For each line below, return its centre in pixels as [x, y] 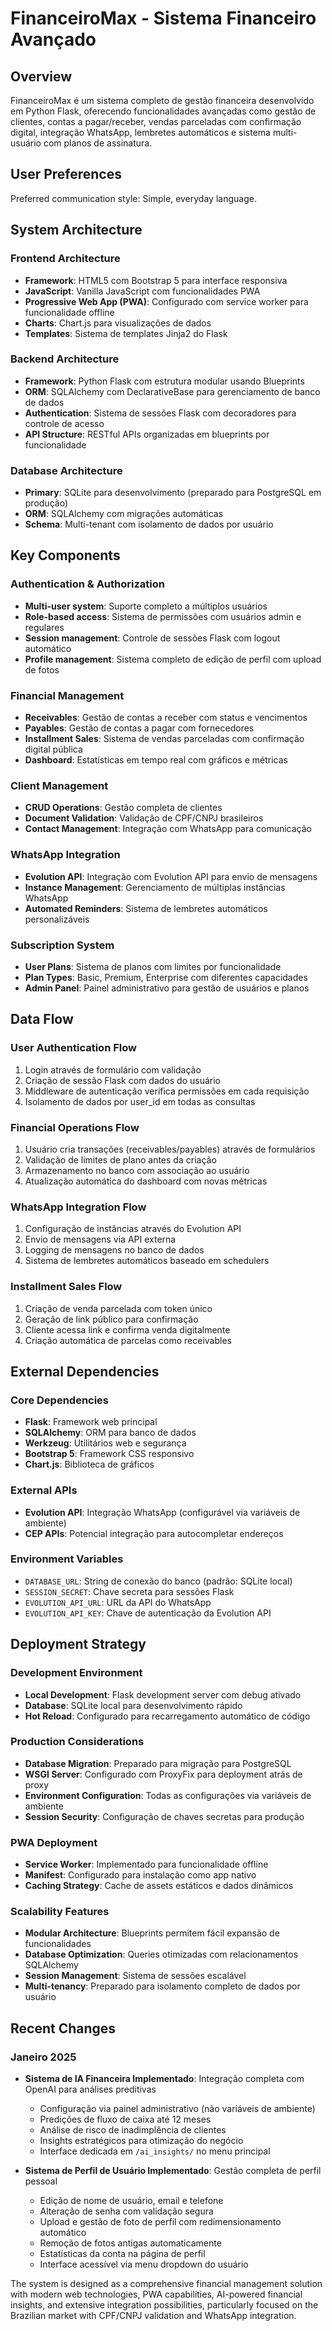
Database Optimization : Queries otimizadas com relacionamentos [161, 1954]
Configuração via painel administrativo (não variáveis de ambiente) [177, 2109]
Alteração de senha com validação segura [126, 2211]
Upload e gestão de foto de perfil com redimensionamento [160, 2222]
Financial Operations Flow [75, 1127]
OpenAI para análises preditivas [90, 2089]
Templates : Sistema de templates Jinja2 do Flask [126, 333]
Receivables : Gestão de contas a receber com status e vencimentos [166, 718]
